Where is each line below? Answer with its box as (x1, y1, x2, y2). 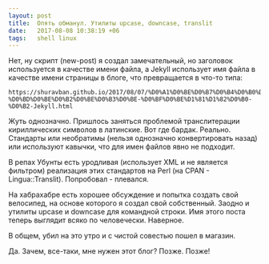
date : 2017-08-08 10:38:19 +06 (8, 26, 120, 34)
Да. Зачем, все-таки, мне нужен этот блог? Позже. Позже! (8, 246, 211, 256)
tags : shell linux (8, 34, 78, 42)
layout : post (8, 11, 52, 20)
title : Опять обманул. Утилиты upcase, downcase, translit (8, 19, 214, 27)
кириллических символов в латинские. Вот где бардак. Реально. (8, 125, 231, 134)
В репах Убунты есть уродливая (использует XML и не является (8, 158, 228, 167)
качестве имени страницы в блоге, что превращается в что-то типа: (8, 73, 243, 82)
